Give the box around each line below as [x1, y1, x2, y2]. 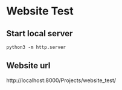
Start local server [6, 28, 73, 39]
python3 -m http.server [6, 44, 66, 50]
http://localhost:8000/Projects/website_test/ [6, 77, 117, 84]
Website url [6, 60, 51, 71]
